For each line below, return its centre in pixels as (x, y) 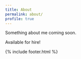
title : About (19, 10)
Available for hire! (23, 42)
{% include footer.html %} (32, 52)
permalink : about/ (24, 14)
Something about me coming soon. (41, 33)
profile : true (20, 19)
